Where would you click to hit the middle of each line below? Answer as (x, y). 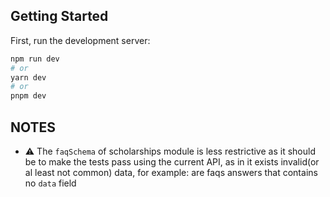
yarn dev (28, 77)
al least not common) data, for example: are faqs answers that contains (171, 172)
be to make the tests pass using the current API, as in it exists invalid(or (172, 162)
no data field (50, 183)
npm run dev (35, 59)
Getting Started (59, 16)
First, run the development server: (80, 40)
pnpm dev (28, 96)
